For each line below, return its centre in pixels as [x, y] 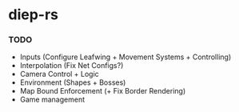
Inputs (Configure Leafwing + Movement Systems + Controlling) [125, 57]
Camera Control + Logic [60, 74]
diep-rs [33, 15]
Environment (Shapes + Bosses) [73, 82]
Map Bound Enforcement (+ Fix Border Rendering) [103, 91]
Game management [52, 100]
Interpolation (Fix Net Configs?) [72, 66]
